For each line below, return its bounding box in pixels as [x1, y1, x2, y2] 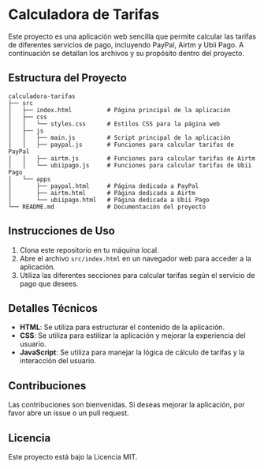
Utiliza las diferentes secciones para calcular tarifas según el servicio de [19, 270, 255, 280]
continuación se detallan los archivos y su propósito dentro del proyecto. [8, 48, 244, 58]
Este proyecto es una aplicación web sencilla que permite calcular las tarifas [8, 32, 256, 41]
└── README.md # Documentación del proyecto [8, 203, 206, 211]
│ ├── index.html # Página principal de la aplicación [8, 106, 231, 114]
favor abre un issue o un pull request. [8, 408, 130, 418]
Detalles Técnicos [8, 302, 99, 315]
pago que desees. [19, 279, 79, 288]
